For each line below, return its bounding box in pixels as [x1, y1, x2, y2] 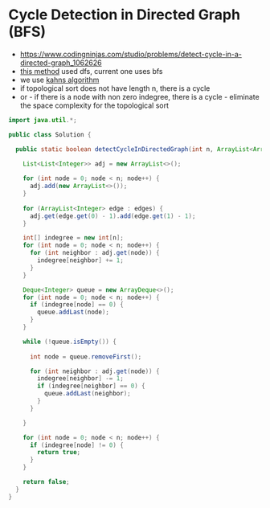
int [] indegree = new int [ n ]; [22, 234, 125, 242]
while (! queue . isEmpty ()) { [22, 338, 117, 346]
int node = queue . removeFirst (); [29, 352, 142, 361]
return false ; [22, 478, 70, 486]
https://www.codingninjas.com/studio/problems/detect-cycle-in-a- [19, 49, 243, 59]
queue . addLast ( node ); [37, 308, 110, 317]
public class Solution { [8, 130, 92, 138]
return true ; [37, 449, 81, 457]
